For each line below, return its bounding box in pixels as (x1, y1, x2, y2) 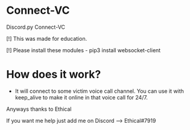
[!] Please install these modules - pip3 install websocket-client (6, 46, 161, 54)
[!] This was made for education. (6, 35, 87, 42)
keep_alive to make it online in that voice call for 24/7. (14, 93, 148, 101)
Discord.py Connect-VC (6, 23, 65, 31)
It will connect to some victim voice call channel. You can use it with (14, 87, 184, 95)
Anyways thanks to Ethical (6, 105, 72, 113)
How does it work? (6, 68, 101, 81)
